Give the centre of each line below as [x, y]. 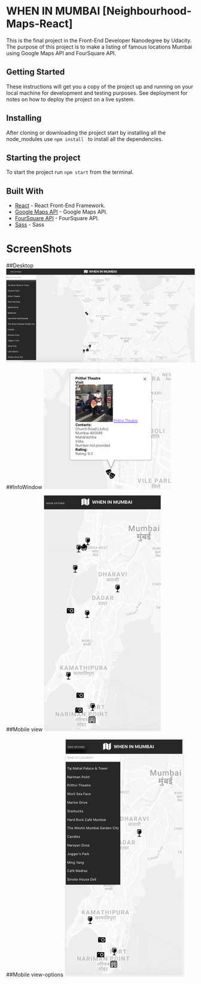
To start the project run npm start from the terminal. [70, 172]
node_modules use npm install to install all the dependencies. [85, 139]
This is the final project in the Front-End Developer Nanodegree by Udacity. [99, 40]
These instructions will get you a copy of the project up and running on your [100, 86]
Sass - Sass [30, 225]
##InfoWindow [24, 487]
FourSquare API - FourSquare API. [57, 218]
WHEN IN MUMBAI [53, 11]
